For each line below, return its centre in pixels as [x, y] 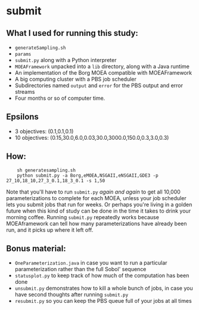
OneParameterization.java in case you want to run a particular [91, 263]
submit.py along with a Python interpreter [66, 60]
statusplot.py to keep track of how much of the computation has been [102, 275]
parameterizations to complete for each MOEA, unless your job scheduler [96, 198]
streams [25, 92]
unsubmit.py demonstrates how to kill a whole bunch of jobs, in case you [104, 288]
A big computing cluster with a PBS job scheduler [76, 79]
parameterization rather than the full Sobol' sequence [80, 269]
